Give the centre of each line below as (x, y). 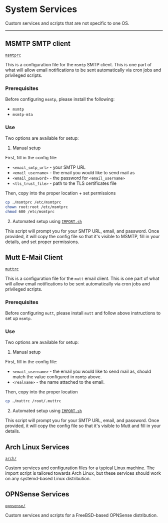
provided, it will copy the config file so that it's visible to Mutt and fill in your (83, 426)
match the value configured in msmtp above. (57, 377)
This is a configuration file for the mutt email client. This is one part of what (82, 278)
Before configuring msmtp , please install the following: (60, 99)
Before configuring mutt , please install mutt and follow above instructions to (83, 313)
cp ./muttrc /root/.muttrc (33, 401)
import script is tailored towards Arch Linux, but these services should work (83, 473)
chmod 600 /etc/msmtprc (30, 212)
